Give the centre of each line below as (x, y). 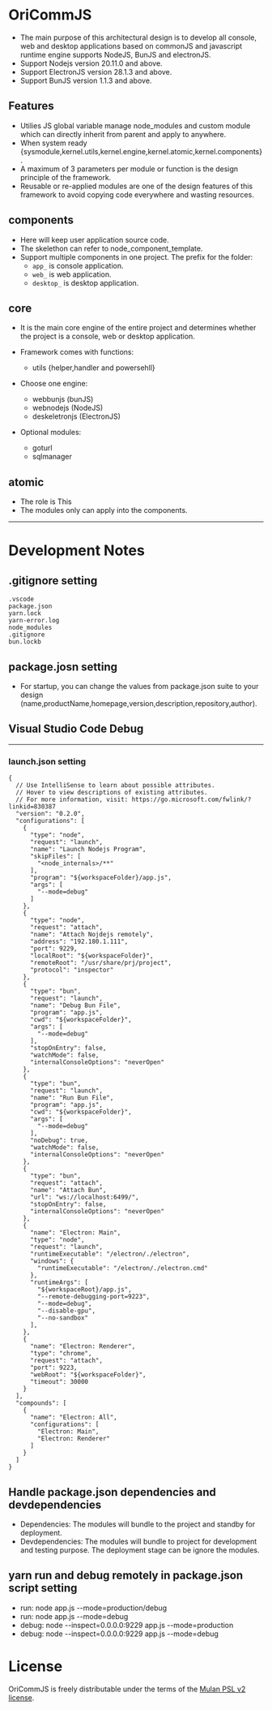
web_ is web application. (72, 274)
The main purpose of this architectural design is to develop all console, (138, 37)
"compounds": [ (41, 1403)
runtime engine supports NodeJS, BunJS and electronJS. (116, 54)
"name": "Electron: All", (73, 1418)
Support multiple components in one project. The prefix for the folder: (136, 256)
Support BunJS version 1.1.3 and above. (86, 80)
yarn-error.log (34, 621)
